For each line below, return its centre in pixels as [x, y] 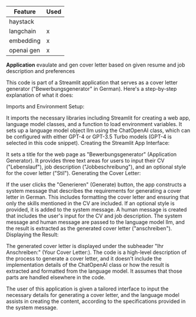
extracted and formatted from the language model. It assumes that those [94, 271]
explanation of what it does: [40, 95]
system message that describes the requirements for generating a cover [94, 191]
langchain [23, 31]
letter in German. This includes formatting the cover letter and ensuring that [98, 197]
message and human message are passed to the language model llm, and [96, 222]
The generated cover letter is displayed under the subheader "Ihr [85, 246]
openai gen [24, 50]
